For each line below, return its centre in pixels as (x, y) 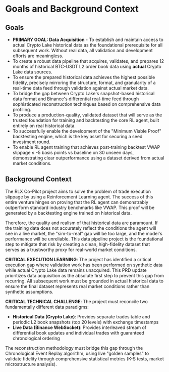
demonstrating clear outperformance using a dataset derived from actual (88, 158)
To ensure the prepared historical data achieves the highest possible (84, 77)
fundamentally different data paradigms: (47, 307)
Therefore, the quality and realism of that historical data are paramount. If (81, 223)
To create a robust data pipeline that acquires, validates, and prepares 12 (88, 61)
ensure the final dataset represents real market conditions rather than (77, 286)
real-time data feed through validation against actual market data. (80, 88)
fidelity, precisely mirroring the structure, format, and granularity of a (84, 82)
